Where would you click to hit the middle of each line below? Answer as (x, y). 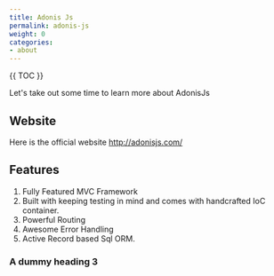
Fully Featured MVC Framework (80, 191)
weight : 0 (28, 34)
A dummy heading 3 (54, 261)
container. (40, 210)
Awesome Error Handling (68, 229)
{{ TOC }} (27, 75)
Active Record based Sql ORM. (78, 238)
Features (34, 170)
